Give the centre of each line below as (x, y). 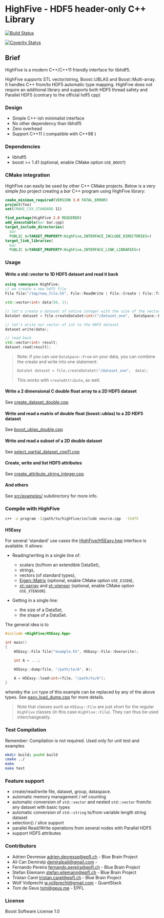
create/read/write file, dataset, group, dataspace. (61, 792)
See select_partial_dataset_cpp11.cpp (42, 451)
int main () (16, 643)
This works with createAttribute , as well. (59, 380)
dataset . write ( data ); (27, 329)
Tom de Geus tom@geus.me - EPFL (48, 888)
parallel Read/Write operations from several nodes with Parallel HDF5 (82, 828)
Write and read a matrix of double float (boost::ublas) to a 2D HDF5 (74, 413)
